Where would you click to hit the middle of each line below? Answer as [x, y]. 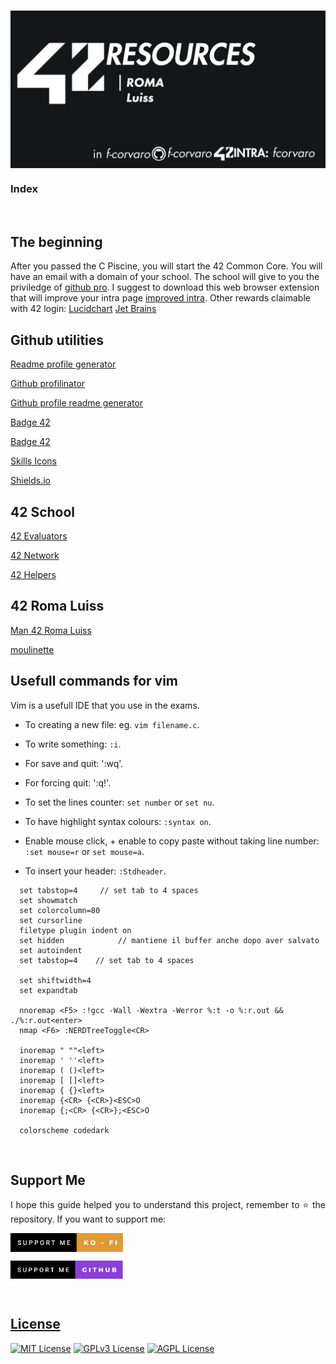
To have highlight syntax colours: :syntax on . [118, 821]
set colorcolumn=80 [60, 910]
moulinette [32, 649]
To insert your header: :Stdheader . [95, 871]
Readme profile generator [63, 364]
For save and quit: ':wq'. [74, 763]
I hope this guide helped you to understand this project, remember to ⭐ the [168, 1205]
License [35, 1324]
